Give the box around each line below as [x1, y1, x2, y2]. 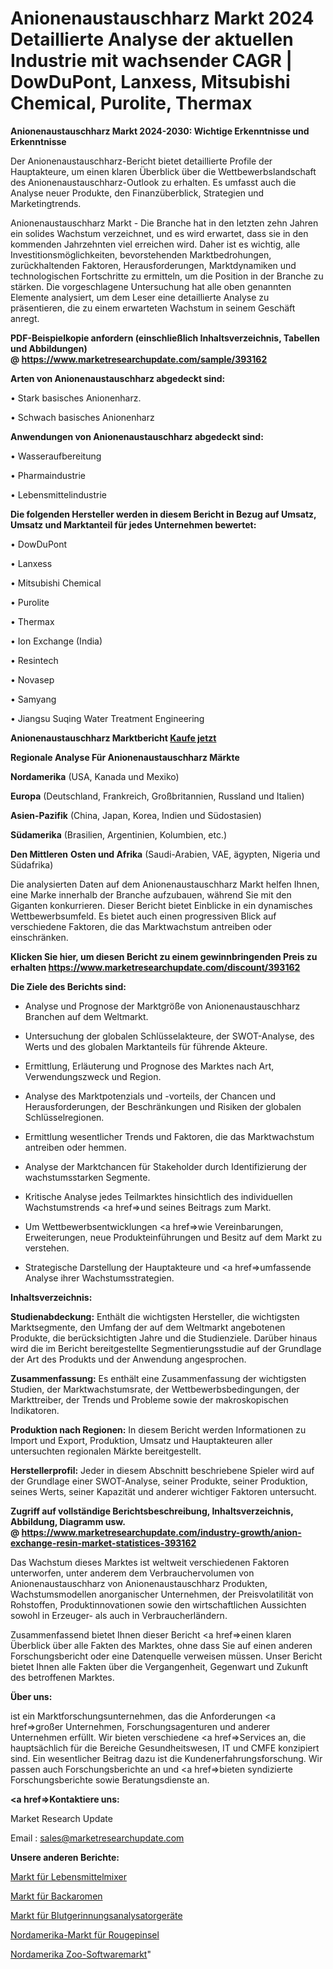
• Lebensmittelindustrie [10, 488, 107, 501]
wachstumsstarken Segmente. [24, 1171, 151, 1183]
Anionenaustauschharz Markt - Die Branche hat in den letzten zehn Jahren [10, 217, 319, 229]
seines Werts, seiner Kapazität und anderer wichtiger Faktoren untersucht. [10, 1485, 317, 1497]
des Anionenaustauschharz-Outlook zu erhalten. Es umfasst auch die [10, 176, 297, 188]
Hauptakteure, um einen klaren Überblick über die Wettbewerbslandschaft [10, 165, 317, 177]
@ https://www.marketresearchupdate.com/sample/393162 [10, 353, 268, 365]
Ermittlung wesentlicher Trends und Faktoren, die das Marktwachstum [24, 1130, 315, 1142]
